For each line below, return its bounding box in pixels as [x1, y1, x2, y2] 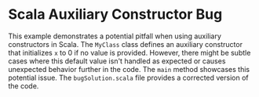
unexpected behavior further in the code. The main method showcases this [8, 64, 250, 74]
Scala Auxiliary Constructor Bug [8, 5, 223, 23]
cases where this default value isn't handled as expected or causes [8, 56, 226, 66]
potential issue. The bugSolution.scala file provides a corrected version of [8, 73, 249, 82]
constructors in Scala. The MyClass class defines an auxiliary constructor [8, 39, 243, 48]
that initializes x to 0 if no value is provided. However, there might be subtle [8, 48, 251, 57]
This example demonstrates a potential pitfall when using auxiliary [8, 31, 222, 41]
